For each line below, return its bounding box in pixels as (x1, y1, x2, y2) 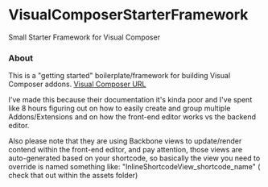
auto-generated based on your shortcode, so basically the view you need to (8, 153, 261, 163)
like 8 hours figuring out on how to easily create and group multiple (8, 103, 231, 114)
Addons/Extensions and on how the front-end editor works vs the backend (8, 112, 256, 122)
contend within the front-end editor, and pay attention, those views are (8, 145, 243, 155)
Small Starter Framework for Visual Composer (8, 32, 161, 42)
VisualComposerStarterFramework (8, 6, 249, 24)
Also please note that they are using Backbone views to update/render (8, 136, 242, 146)
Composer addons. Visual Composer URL (8, 79, 146, 89)
